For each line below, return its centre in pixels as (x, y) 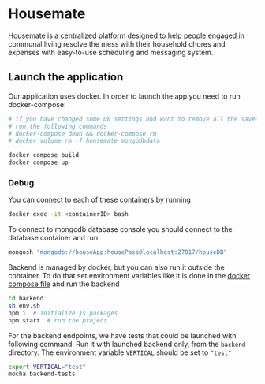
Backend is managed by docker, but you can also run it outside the (116, 267)
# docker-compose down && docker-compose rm (82, 134)
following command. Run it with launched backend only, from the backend (127, 344)
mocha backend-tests (42, 374)
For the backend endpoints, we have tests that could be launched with (122, 335)
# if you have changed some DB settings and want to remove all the (123, 119)
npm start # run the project (58, 320)
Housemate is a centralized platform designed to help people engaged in (127, 35)
